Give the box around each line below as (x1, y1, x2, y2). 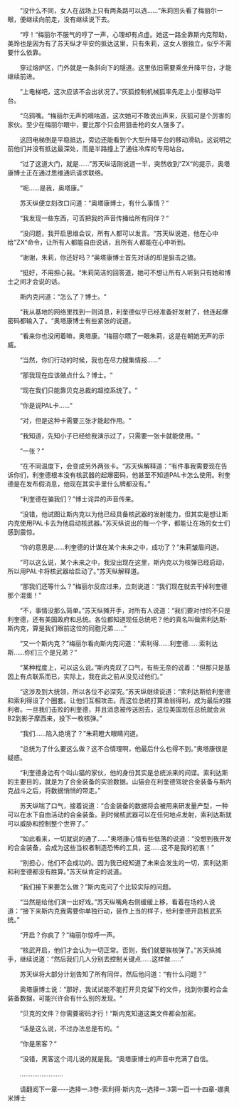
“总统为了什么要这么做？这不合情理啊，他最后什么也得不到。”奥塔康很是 (19, 745, 228, 752)
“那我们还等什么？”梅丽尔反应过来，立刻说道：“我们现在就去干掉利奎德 (19, 582, 228, 591)
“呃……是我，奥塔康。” (19, 184, 83, 192)
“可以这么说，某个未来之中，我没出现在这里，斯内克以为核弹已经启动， (19, 558, 229, 566)
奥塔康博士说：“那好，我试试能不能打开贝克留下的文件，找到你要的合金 (19, 985, 229, 993)
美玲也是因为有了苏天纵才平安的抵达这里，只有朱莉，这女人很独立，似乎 (7, 39, 219, 48)
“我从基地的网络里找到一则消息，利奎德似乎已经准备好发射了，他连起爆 (19, 307, 229, 316)
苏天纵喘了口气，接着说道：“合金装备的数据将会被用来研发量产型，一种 (19, 802, 229, 809)
